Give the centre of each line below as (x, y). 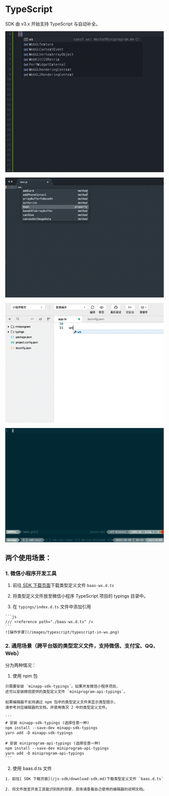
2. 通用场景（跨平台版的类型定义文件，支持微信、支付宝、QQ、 (82, 645)
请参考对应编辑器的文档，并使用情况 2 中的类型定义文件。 (57, 708)
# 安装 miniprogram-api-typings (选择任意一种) (53, 744)
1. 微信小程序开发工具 (31, 573)
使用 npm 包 (25, 676)
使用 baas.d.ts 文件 (32, 768)
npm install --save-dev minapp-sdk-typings (52, 728)
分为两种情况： (21, 665)
